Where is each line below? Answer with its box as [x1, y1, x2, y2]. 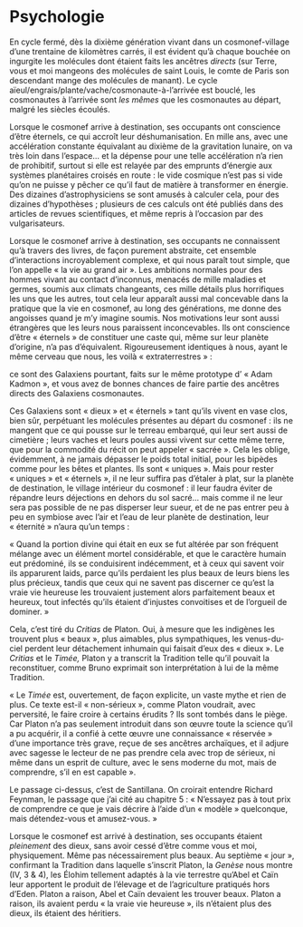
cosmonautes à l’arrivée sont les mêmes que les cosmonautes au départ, [9, 93, 282, 105]
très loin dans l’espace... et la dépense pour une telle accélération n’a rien [9, 150, 283, 161]
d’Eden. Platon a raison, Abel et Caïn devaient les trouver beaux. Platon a [9, 888, 282, 899]
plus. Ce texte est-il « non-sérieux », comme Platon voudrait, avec [9, 698, 256, 709]
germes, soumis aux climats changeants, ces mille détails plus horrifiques [9, 283, 285, 294]
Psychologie [9, 6, 105, 27]
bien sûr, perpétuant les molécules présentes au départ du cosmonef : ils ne [9, 415, 294, 425]
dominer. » [9, 606, 50, 617]
